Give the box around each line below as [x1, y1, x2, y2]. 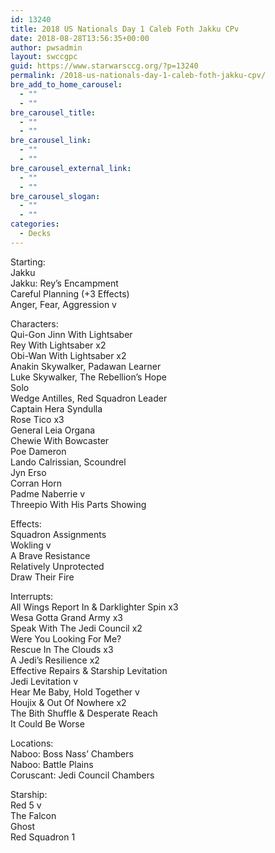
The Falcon [10, 809, 57, 821]
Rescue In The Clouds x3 [10, 643, 114, 655]
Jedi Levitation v [10, 675, 79, 687]
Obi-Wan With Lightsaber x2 [10, 349, 127, 361]
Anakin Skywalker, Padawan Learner [10, 360, 162, 372]
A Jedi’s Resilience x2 [10, 654, 100, 666]
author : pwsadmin [10, 42, 83, 53]
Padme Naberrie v [10, 487, 86, 500]
